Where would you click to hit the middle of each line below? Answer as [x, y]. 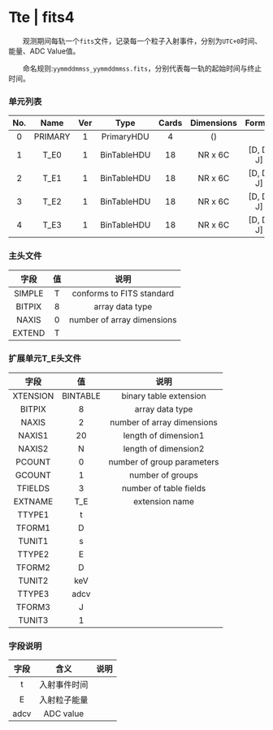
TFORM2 [33, 567]
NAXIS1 [33, 435]
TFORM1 [33, 528]
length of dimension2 [164, 448]
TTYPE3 [33, 594]
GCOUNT [33, 475]
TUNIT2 [33, 581]
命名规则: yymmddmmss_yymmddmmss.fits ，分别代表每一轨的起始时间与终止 [143, 68]
